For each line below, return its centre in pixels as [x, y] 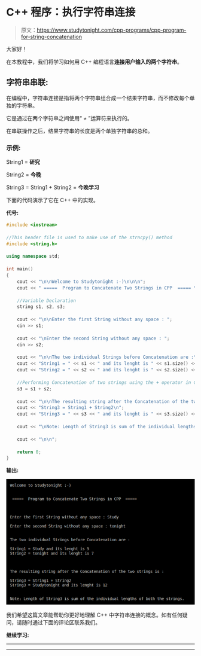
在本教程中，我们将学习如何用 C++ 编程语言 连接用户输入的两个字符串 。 [94, 62]
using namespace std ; [33, 257]
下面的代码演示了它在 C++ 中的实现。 [52, 200]
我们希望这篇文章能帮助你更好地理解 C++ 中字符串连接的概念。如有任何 [94, 615]
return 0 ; [29, 452]
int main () [20, 269]
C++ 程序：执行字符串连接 [71, 12]
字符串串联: [28, 82]
